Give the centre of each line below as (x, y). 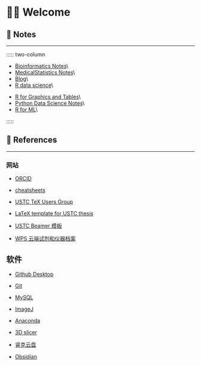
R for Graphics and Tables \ (48, 97)
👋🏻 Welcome (38, 12)
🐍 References (32, 140)
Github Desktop (34, 274)
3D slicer (26, 332)
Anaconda (28, 320)
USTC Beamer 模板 (38, 226)
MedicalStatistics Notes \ (45, 72)
